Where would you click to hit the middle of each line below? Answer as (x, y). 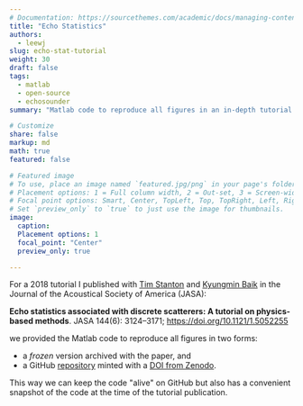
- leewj (32, 43)
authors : (26, 34)
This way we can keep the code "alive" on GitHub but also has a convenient (150, 383)
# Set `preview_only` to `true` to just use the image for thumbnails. (147, 209)
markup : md (30, 143)
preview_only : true (54, 251)
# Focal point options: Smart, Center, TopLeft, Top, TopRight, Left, (145, 201)
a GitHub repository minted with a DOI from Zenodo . (119, 365)
